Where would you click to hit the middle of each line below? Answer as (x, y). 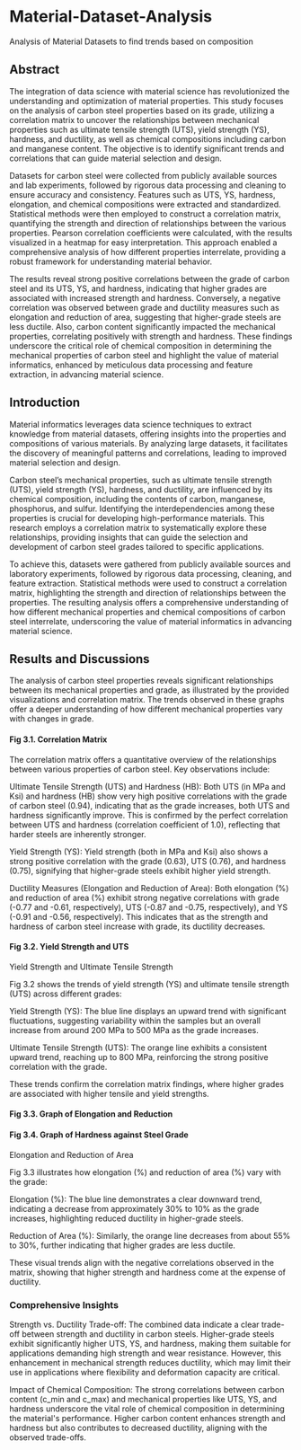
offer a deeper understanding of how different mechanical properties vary (146, 709)
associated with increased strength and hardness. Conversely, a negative (145, 297)
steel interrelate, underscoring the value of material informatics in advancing (150, 621)
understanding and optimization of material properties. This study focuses (146, 101)
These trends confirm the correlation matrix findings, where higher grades (147, 1083)
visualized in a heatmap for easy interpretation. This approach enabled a (143, 242)
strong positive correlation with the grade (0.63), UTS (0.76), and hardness (148, 861)
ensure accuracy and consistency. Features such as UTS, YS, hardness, (142, 194)
